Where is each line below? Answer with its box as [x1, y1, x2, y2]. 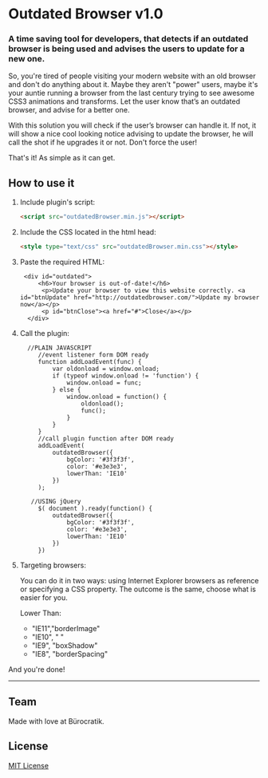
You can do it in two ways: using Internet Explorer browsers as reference [19, 576, 259, 586]
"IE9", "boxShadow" [31, 641, 98, 650]
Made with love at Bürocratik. [8, 716, 105, 726]
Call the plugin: [19, 329, 70, 338]
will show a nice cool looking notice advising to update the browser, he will [8, 129, 254, 139]
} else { [52, 386, 81, 394]
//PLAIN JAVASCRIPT [27, 344, 92, 352]
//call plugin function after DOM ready [37, 435, 174, 443]
